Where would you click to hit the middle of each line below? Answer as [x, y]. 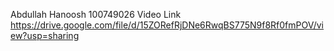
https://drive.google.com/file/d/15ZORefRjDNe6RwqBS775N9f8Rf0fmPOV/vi [167, 25]
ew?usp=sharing [45, 35]
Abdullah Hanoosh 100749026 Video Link [96, 14]
